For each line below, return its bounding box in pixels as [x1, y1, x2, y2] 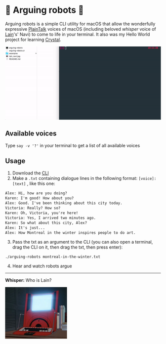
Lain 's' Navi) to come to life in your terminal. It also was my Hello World [5, 31, 150, 37]
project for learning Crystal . [5, 37, 61, 43]
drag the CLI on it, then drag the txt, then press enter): [12, 244, 123, 250]
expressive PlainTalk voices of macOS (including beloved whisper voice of [5, 26, 157, 32]
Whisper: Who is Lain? [5, 277, 52, 283]
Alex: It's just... [5, 225, 45, 230]
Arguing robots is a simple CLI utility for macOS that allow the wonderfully [5, 21, 156, 27]
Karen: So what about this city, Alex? [5, 220, 87, 225]
